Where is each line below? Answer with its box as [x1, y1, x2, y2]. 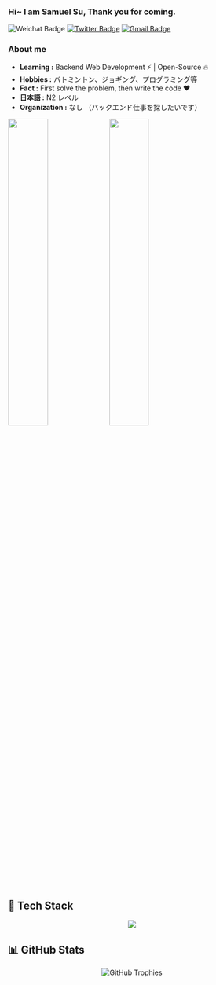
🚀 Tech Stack [8, 899, 74, 912]
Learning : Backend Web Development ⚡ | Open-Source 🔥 [19, 62, 209, 72]
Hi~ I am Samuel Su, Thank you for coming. [8, 6, 177, 17]
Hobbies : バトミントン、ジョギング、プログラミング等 [19, 74, 198, 84]
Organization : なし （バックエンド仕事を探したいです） [19, 102, 202, 112]
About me [8, 44, 47, 55]
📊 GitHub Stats [8, 943, 85, 957]
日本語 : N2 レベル [19, 93, 79, 102]
